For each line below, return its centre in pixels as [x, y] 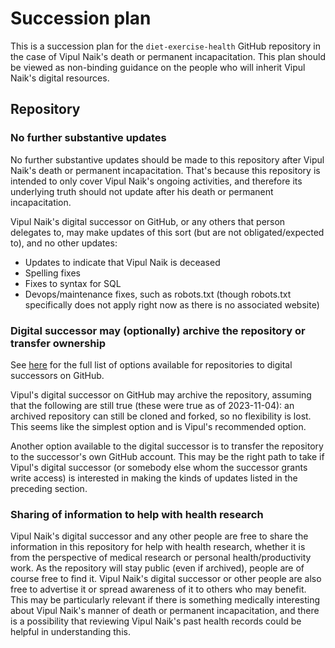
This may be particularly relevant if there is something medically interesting [165, 600]
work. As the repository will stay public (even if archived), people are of [157, 568]
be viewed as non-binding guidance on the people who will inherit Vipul [158, 67]
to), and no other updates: [64, 243]
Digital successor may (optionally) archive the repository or [158, 330]
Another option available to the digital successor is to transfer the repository [167, 446]
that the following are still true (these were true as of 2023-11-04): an [152, 405]
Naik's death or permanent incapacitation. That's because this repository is [165, 170]
